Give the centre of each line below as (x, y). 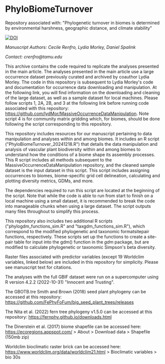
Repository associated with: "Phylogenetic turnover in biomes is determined (82, 23)
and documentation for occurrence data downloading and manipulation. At (81, 87)
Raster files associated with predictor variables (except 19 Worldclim (75, 257)
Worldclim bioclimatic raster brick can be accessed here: (63, 346)
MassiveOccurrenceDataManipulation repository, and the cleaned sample (80, 165)
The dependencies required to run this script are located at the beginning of (82, 190)
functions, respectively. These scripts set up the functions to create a (76, 237)
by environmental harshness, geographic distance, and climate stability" (79, 28)
